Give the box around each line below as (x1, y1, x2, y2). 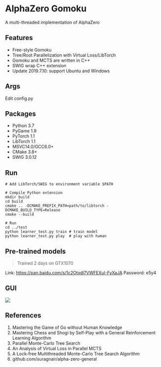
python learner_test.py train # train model (5, 229, 98, 234)
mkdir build (5, 195, 30, 200)
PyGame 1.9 (12, 128, 37, 134)
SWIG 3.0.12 (12, 154, 37, 160)
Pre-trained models (5, 247, 66, 255)
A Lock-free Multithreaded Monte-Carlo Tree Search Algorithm (12, 351, 140, 357)
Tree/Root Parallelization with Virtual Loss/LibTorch (12, 52, 116, 58)
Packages (5, 109, 36, 118)
